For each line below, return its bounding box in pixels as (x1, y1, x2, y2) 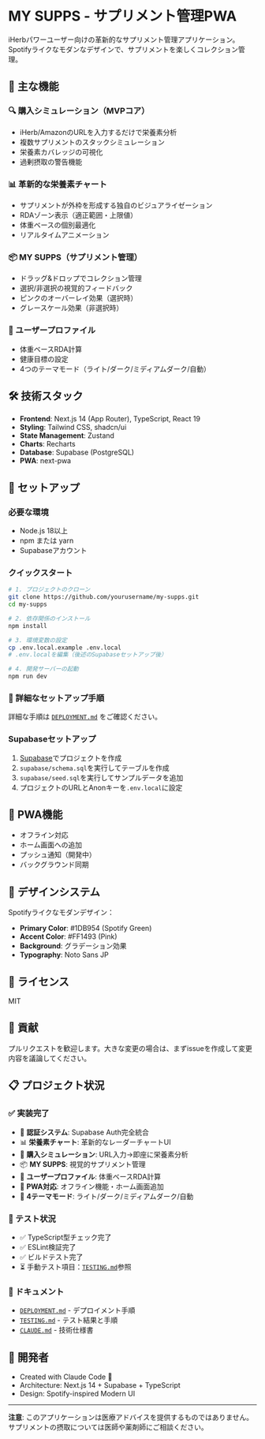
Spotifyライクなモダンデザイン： (8, 908, 114, 918)
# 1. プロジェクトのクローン (8, 585, 91, 594)
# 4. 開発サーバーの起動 (8, 665, 79, 673)
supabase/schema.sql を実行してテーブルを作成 (19, 763, 170, 772)
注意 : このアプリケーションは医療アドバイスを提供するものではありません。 (8, 1413, 254, 1422)
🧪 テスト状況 (8, 1213, 57, 1224)
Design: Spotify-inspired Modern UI (19, 1389, 136, 1398)
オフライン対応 (19, 830, 69, 840)
